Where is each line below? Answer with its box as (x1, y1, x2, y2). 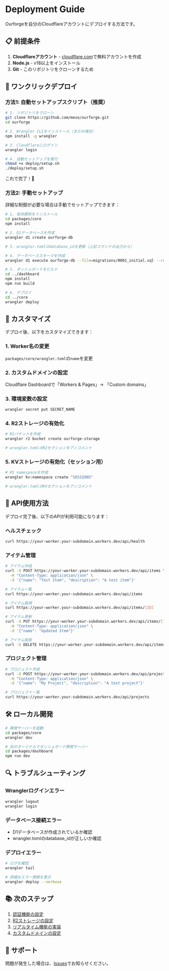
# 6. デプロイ (5, 290, 32, 295)
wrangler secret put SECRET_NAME (5, 407, 75, 412)
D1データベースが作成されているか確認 (12, 829, 93, 835)
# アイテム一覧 (5, 587, 32, 592)
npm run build (5, 281, 35, 286)
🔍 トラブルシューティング (5, 768, 86, 777)
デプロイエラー (5, 849, 42, 856)
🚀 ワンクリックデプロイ (5, 82, 77, 91)
